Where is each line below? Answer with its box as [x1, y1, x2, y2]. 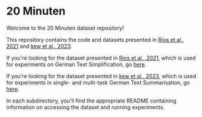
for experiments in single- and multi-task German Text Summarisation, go [6, 79, 190, 86]
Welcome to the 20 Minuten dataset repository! [6, 24, 124, 32]
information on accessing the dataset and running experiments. [6, 103, 165, 110]
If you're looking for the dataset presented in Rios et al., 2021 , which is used [6, 54, 196, 61]
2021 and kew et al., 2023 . [6, 42, 73, 50]
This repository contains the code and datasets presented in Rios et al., [6, 36, 184, 43]
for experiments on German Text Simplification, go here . [6, 61, 147, 68]
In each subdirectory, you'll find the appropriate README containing [6, 97, 177, 104]
